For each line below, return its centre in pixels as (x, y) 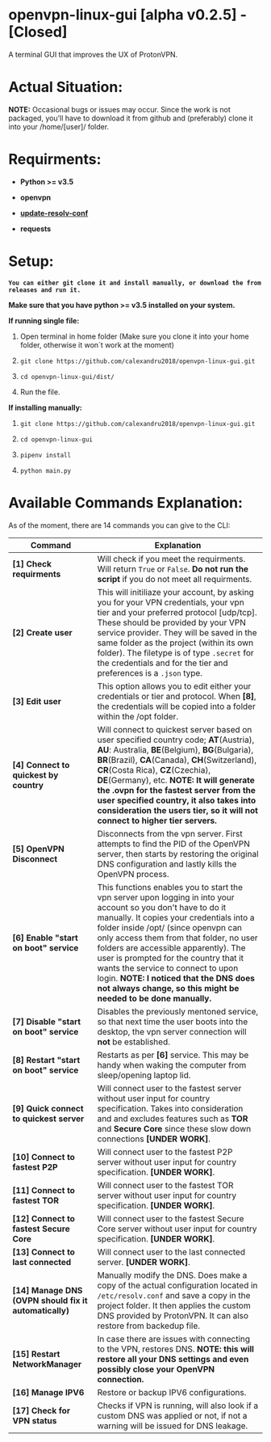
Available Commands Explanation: (126, 502)
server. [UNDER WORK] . (144, 1262)
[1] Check (32, 563)
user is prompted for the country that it (171, 958)
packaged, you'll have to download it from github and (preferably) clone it (131, 118)
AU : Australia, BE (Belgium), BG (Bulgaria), (175, 749)
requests (35, 229)
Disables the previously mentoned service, (178, 1011)
